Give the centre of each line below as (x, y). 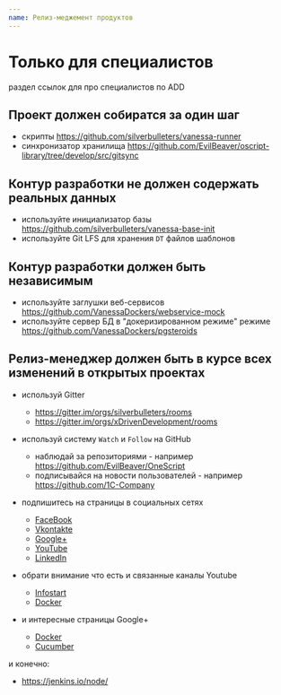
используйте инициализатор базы (86, 220)
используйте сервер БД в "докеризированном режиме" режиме (146, 321)
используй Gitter (53, 395)
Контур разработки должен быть (107, 267)
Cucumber (54, 646)
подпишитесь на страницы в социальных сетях (112, 502)
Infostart (50, 592)
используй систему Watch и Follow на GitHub (106, 439)
